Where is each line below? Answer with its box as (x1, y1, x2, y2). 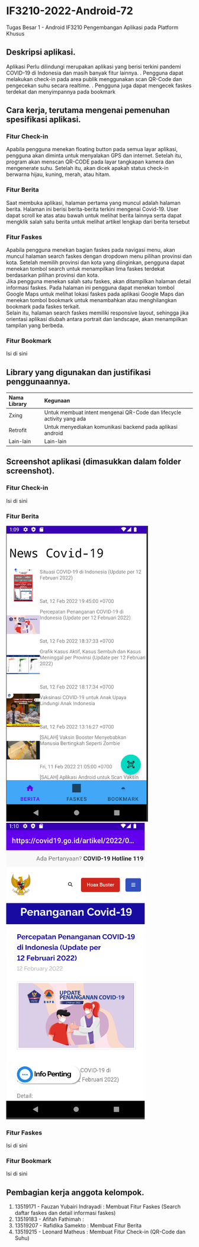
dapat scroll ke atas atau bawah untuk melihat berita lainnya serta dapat (6, 211, 182, 219)
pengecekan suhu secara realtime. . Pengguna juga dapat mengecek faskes (6, 82, 192, 89)
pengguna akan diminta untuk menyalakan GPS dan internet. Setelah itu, (6, 152, 182, 159)
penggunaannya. (6, 376, 71, 386)
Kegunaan (44, 397, 70, 404)
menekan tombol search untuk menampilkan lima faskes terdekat (6, 265, 165, 273)
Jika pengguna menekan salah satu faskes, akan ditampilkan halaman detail (6, 278, 191, 285)
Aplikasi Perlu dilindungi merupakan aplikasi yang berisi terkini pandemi (6, 63, 181, 70)
